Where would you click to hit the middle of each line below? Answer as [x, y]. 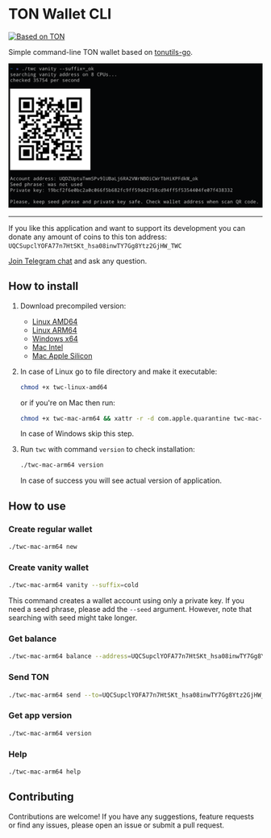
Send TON [29, 677]
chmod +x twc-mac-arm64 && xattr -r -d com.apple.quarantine [125, 418]
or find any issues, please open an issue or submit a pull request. [116, 825]
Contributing [41, 797]
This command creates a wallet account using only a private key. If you [126, 601]
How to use [37, 506]
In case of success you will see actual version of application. [121, 480]
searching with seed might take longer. [73, 618]
